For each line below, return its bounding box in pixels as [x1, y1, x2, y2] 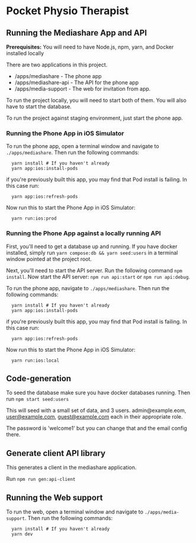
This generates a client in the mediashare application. [6, 464, 137, 471]
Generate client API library [6, 448, 106, 458]
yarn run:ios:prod [11, 216, 57, 221]
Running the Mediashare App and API [6, 28, 147, 38]
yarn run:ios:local [11, 357, 60, 364]
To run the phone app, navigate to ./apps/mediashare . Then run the [6, 284, 170, 291]
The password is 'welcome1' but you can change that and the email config [6, 425, 188, 432]
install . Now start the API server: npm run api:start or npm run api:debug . [6, 273, 191, 280]
